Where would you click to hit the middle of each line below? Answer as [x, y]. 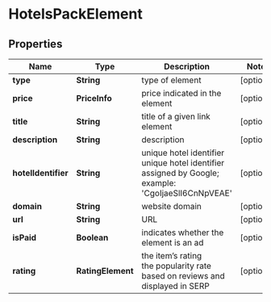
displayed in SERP [175, 286]
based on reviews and [183, 276]
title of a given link [176, 116]
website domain [171, 206]
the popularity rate [177, 266]
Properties [35, 44]
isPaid [25, 237]
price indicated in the [181, 93]
